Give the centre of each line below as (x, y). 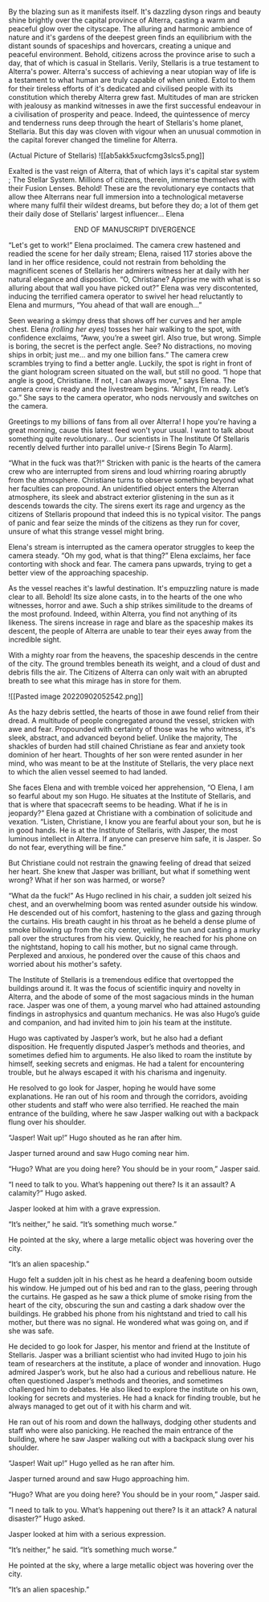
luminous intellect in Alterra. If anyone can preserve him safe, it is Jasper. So (135, 839)
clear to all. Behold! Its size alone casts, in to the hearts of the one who (125, 597)
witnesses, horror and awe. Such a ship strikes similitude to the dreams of (130, 605)
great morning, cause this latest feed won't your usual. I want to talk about (131, 430)
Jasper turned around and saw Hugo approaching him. (99, 1479)
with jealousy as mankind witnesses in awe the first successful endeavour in (134, 105)
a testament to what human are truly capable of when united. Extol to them (132, 80)
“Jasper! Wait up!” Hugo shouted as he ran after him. (95, 1138)
